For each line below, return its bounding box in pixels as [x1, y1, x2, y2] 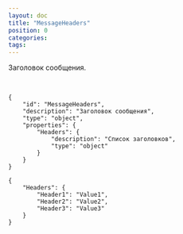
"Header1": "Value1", [37, 191, 109, 199]
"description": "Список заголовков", [50, 136, 177, 144]
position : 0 [8, 26, 48, 34]
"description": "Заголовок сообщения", [22, 108, 155, 116]
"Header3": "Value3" [37, 205, 105, 213]
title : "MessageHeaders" [8, 19, 91, 27]
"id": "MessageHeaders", [22, 101, 105, 109]
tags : [8, 41, 26, 49]
